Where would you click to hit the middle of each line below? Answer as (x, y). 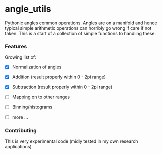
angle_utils (28, 9)
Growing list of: (21, 57)
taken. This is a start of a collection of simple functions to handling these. (81, 33)
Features (16, 46)
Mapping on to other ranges (41, 97)
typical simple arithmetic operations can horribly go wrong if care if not (78, 28)
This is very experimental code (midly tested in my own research (72, 141)
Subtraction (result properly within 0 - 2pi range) (62, 87)
